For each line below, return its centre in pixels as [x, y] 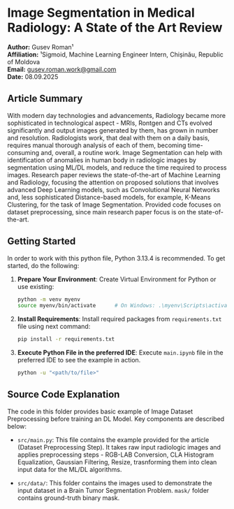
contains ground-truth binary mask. [68, 498]
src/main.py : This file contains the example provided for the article [113, 440]
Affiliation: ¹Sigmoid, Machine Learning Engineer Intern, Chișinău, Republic [115, 54]
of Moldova [24, 61]
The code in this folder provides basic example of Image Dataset [100, 411]
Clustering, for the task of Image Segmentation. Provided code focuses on [114, 205]
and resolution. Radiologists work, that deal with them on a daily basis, [109, 138]
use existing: [36, 286]
